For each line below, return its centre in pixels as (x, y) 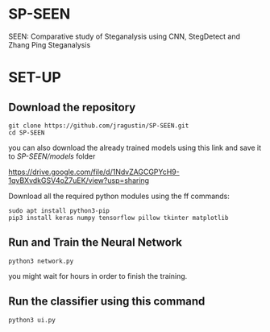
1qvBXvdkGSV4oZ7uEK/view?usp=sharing (79, 180)
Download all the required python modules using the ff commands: (119, 196)
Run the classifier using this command (107, 302)
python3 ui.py (32, 320)
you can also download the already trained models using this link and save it (135, 147)
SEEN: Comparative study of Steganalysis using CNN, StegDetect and (124, 36)
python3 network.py (41, 261)
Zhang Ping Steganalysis (50, 44)
